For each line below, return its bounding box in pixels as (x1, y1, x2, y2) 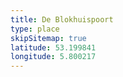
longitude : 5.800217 (10, 52, 97, 62)
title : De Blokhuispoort (10, 14, 114, 25)
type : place (10, 24, 60, 34)
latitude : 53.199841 (10, 42, 97, 53)
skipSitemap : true (10, 33, 87, 43)
